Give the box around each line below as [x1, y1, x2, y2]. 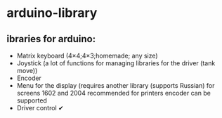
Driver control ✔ [16, 104, 64, 112]
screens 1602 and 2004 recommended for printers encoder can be [16, 89, 211, 97]
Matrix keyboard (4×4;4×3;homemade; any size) [16, 51, 159, 60]
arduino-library [6, 5, 98, 21]
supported [16, 96, 47, 105]
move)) [16, 67, 38, 74]
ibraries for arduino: [6, 33, 96, 45]
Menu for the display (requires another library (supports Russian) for [16, 81, 215, 89]
